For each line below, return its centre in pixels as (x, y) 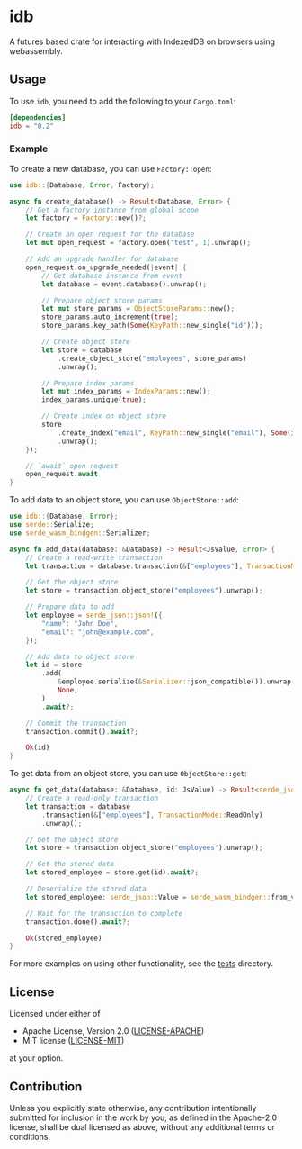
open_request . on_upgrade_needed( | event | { (106, 267)
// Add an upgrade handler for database (102, 259)
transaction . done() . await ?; (78, 922)
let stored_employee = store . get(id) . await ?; (112, 873)
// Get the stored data (70, 864)
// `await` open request (72, 466)
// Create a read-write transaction (94, 557)
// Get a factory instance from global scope (112, 210)
